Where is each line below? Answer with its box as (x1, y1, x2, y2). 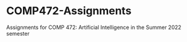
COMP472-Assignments (6, 4, 132, 18)
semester (6, 30, 30, 37)
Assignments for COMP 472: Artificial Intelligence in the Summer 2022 (6, 24, 182, 31)
